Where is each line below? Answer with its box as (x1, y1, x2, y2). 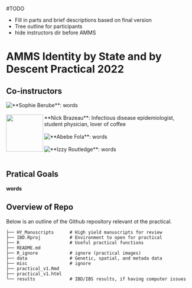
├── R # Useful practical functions (6, 239, 144, 245)
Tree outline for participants (14, 23, 83, 30)
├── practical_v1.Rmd (6, 265, 60, 271)
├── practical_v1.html (6, 271, 62, 277)
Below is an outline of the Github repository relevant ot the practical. (6, 217, 173, 225)
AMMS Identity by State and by (6, 50, 162, 63)
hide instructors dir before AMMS (14, 29, 96, 36)
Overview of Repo (6, 202, 74, 212)
